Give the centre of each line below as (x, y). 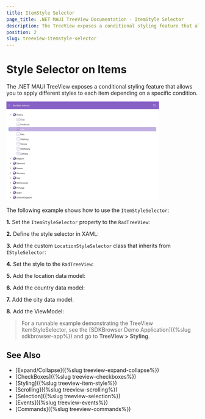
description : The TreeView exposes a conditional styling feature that (99, 26)
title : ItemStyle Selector (41, 13)
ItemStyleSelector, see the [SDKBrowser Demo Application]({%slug (106, 330)
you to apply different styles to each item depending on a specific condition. (102, 93)
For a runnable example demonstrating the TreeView (87, 323)
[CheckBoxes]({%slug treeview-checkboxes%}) (76, 376)
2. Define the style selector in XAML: (52, 234)
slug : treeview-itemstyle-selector (52, 39)
